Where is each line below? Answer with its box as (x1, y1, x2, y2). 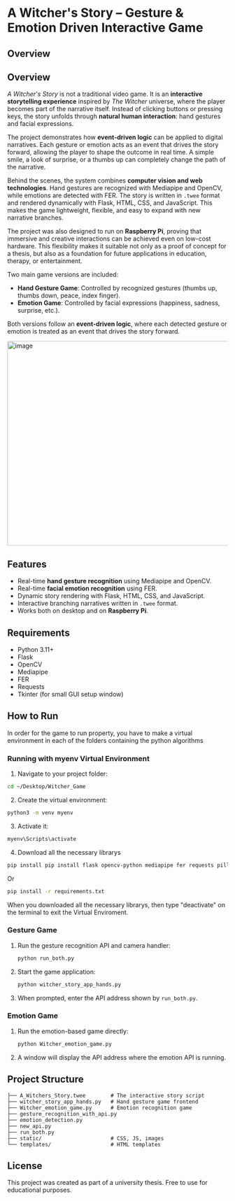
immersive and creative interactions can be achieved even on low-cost (7, 234, 211, 243)
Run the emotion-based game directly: (17, 1027, 129, 1035)
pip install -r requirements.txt (7, 888, 105, 895)
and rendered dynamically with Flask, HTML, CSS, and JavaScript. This (7, 199, 213, 207)
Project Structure (7, 1074, 84, 1086)
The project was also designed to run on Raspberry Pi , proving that (7, 227, 201, 236)
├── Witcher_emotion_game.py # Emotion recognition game (7, 1104, 192, 1111)
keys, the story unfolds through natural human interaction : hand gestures (7, 112, 221, 120)
